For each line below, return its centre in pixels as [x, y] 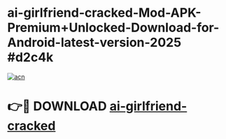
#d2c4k [30, 58]
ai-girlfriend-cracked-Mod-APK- [104, 13]
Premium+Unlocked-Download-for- [113, 28]
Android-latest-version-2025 [94, 43]
